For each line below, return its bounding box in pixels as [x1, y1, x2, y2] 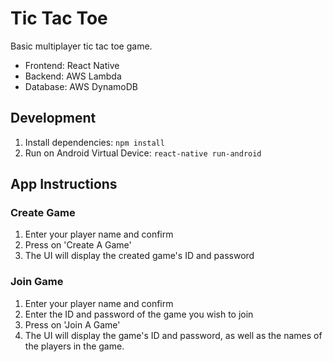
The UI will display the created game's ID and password [24, 250, 255, 262]
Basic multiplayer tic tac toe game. [10, 40, 153, 52]
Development [10, 110, 97, 127]
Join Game [10, 275, 64, 289]
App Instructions [10, 176, 118, 193]
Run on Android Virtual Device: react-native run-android [24, 147, 262, 159]
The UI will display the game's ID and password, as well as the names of [24, 329, 323, 341]
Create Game [10, 206, 76, 220]
